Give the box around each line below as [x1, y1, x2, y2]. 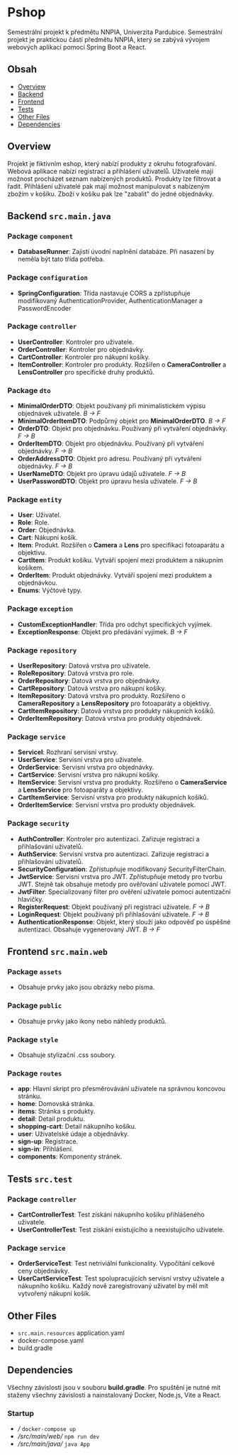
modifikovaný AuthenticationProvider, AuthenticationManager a [17, 296, 203, 305]
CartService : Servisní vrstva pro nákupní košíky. [17, 770, 160, 779]
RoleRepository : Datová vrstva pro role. [17, 669, 135, 677]
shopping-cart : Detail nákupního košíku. [17, 1122, 137, 1131]
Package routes [7, 1068, 62, 1078]
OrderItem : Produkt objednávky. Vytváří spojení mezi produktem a [17, 571, 212, 580]
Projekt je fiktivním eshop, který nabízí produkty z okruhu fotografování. [7, 159, 217, 167]
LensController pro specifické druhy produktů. [17, 367, 154, 376]
